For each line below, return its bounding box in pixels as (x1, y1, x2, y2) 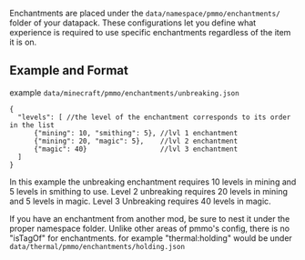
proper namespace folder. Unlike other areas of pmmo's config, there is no (9, 223, 290, 234)
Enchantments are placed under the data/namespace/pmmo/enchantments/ (9, 8, 280, 18)
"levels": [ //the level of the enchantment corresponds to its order (17, 113, 291, 122)
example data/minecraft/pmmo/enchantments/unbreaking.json (9, 86, 239, 98)
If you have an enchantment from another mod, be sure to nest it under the (9, 213, 290, 224)
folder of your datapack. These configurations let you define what (9, 17, 257, 28)
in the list (9, 120, 55, 130)
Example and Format (9, 63, 129, 78)
